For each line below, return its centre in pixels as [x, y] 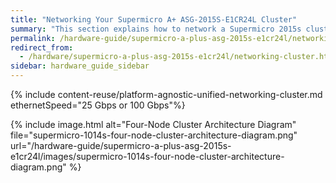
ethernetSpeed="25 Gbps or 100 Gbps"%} [98, 105]
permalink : [33, 38]
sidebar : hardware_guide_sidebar [80, 66]
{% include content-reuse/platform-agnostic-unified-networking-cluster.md [166, 94]
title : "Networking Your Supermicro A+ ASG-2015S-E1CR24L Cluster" [154, 19]
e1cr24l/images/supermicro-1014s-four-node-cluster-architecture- [147, 156]
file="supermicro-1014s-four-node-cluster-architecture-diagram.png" [154, 135]
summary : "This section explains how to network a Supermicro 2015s [156, 29]
